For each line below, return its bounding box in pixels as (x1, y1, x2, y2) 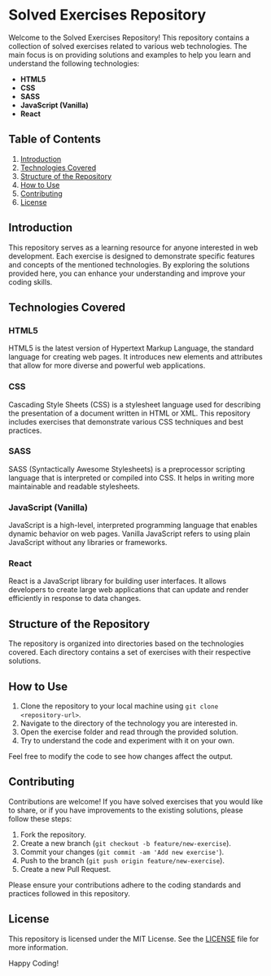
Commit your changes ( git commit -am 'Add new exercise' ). (20, 847, 225, 856)
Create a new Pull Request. (20, 864, 111, 874)
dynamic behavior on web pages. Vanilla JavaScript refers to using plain (8, 529, 251, 538)
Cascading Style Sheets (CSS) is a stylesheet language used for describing (8, 399, 261, 409)
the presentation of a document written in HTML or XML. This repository (8, 408, 251, 418)
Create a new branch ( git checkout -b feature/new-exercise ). (20, 838, 232, 847)
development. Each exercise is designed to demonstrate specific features (8, 251, 255, 261)
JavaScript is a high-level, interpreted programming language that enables (8, 521, 258, 530)
